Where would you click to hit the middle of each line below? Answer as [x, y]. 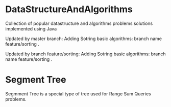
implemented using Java [31, 28]
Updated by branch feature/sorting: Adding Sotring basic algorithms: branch [86, 54]
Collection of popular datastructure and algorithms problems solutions [79, 23]
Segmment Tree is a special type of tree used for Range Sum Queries [78, 94]
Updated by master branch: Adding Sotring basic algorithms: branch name [84, 39]
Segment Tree [36, 80]
